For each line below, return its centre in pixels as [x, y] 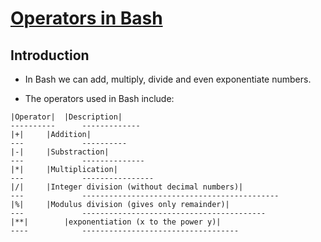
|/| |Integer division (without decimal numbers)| [127, 187]
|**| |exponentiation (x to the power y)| [116, 222]
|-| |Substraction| [60, 152]
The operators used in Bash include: [99, 98]
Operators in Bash [86, 18]
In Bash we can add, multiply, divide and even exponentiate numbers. [168, 79]
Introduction [50, 55]
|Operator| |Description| [66, 117]
